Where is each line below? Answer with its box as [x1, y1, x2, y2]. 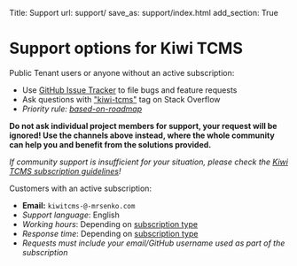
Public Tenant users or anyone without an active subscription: [9, 67, 235, 78]
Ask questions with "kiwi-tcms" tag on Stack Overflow [21, 94, 221, 104]
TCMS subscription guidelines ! [9, 165, 121, 176]
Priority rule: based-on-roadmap [21, 103, 143, 114]
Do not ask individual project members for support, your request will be [9, 120, 277, 131]
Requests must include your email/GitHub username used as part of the [21, 238, 285, 248]
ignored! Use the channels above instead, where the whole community [9, 130, 275, 141]
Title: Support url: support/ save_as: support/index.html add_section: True [9, 8, 279, 18]
